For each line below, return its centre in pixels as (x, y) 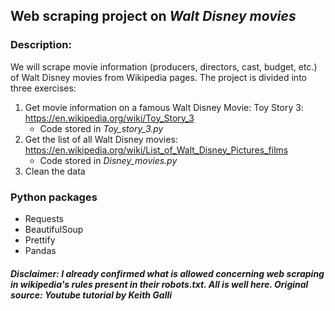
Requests (44, 218)
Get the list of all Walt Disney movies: (101, 139)
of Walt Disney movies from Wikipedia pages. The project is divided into (158, 77)
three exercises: (43, 88)
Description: (41, 45)
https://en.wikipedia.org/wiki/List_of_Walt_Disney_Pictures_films (156, 150)
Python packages (54, 197)
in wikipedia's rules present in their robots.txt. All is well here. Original (159, 284)
